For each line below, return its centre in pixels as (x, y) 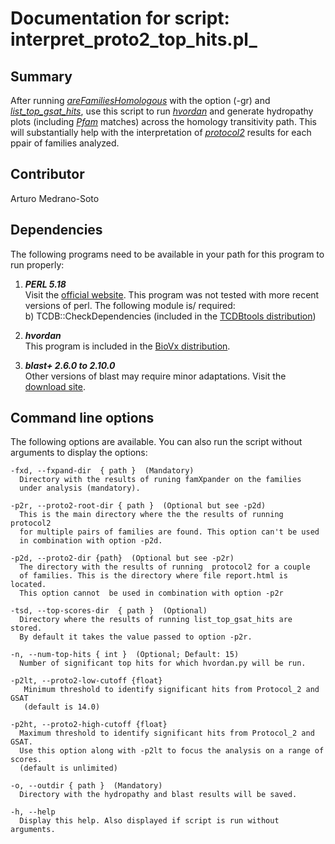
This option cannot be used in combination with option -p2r (151, 593)
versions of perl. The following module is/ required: (130, 305)
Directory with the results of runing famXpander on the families (160, 480)
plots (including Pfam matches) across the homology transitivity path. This (163, 121)
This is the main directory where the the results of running (151, 515)
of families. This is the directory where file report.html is (153, 576)
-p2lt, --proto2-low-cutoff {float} (86, 681)
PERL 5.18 (45, 284)
